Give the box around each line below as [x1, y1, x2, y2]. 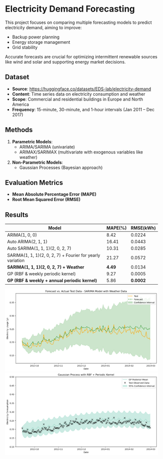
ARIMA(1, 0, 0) [7, 232, 37, 238]
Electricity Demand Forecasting [5, 3, 135, 15]
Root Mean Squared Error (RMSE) [12, 197, 81, 203]
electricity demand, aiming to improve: [5, 24, 82, 30]
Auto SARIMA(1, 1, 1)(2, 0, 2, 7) [7, 245, 72, 251]
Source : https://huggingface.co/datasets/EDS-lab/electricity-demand [12, 86, 151, 92]
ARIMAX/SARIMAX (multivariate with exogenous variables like [19, 149, 143, 155]
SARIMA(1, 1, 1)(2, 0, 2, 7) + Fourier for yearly [7, 252, 100, 258]
